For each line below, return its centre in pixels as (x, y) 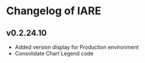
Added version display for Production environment (77, 47)
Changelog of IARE (54, 11)
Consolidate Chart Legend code (54, 53)
